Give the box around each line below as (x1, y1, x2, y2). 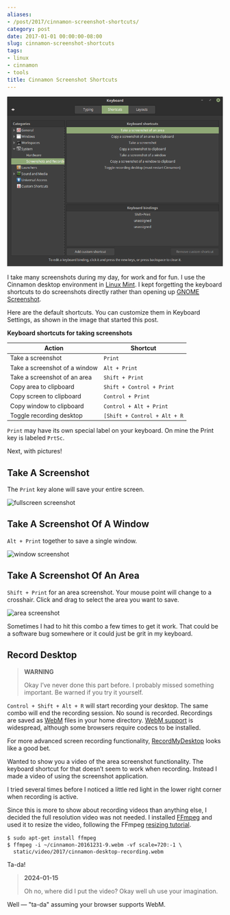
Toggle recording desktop (10, 411, 84, 419)
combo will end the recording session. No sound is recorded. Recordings (7, 708, 213, 717)
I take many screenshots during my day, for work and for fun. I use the (7, 273, 205, 281)
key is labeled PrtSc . (7, 433, 65, 442)
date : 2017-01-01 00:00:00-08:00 (7, 33, 103, 40)
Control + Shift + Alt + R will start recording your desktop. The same (7, 701, 209, 710)
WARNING (23, 667, 54, 676)
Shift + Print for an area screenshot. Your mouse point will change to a (7, 588, 212, 596)
